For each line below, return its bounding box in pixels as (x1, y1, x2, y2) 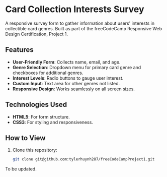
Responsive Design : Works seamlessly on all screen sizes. (12, 86, 135, 92)
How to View (5, 134, 46, 142)
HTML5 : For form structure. (12, 113, 70, 120)
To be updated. (5, 166, 37, 172)
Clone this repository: (12, 147, 57, 153)
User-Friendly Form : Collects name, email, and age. (12, 59, 121, 65)
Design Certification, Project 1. (5, 31, 68, 37)
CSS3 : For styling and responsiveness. (12, 119, 93, 125)
